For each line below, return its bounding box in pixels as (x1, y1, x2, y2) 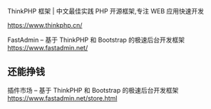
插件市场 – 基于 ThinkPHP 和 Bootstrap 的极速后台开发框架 (7, 86, 179, 94)
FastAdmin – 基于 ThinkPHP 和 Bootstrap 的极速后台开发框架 (7, 35, 185, 44)
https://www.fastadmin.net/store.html (7, 93, 118, 102)
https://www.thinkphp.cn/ (7, 21, 83, 29)
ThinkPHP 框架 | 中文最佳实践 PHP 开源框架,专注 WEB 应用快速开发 (7, 7, 205, 15)
